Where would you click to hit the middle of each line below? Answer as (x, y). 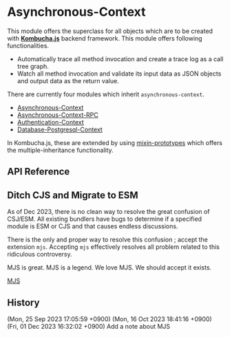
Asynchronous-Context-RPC (57, 115)
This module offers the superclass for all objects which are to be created (110, 31)
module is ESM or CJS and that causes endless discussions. (93, 226)
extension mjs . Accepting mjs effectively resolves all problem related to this (114, 247)
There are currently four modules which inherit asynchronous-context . (106, 94)
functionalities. (28, 45)
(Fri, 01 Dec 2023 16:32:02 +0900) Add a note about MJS (89, 326)
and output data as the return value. (68, 80)
